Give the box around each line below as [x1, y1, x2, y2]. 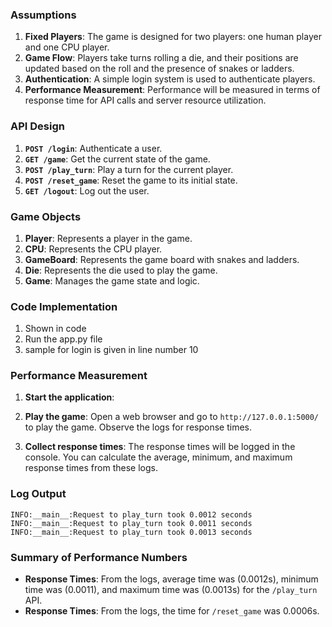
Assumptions [10, 8, 77, 22]
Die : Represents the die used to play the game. [24, 264, 218, 276]
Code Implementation [10, 299, 118, 313]
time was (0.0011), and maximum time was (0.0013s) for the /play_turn [24, 584, 318, 596]
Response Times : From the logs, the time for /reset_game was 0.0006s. [24, 605, 320, 617]
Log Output [10, 487, 67, 501]
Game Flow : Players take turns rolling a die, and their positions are [24, 52, 299, 64]
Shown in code [24, 323, 87, 335]
